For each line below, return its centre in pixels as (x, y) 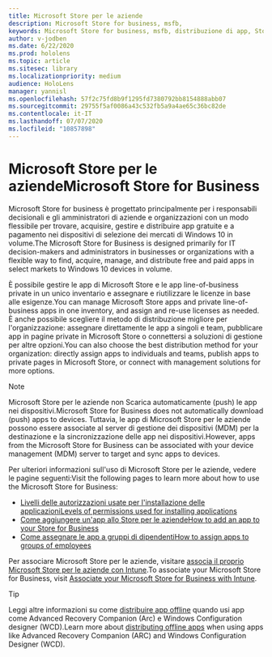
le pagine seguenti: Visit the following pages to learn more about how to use (134, 478)
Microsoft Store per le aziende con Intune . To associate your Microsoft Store (135, 570)
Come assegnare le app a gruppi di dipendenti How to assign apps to (134, 536)
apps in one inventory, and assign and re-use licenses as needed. (150, 310)
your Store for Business (59, 528)
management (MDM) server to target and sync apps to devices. (114, 454)
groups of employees (55, 545)
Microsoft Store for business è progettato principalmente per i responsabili (133, 208)
